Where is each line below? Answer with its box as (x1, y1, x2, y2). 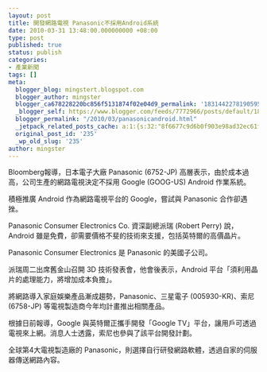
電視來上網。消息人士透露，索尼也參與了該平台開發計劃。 (8, 328, 196, 338)
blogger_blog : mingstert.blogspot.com (15, 85, 145, 94)
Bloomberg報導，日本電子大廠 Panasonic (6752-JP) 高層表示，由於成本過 (8, 168, 250, 177)
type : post (8, 33, 44, 42)
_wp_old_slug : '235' (15, 137, 83, 145)
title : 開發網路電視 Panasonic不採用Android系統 (8, 19, 159, 27)
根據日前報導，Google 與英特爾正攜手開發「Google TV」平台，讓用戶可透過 (8, 319, 257, 328)
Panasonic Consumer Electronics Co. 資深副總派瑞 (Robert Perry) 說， (8, 221, 238, 231)
